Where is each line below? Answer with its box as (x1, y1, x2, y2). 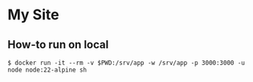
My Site (7, 6, 59, 24)
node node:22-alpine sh (7, 66, 88, 74)
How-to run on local (7, 38, 109, 51)
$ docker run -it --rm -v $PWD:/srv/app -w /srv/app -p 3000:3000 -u (7, 59, 246, 67)
